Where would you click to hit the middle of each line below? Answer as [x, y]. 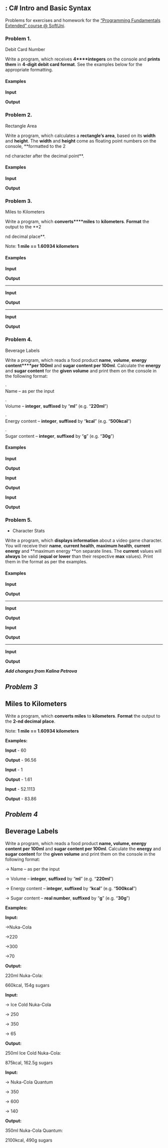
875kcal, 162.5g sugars [29, 1063]
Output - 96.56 [21, 760]
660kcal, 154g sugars [27, 985]
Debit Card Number [25, 49]
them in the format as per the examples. [46, 562]
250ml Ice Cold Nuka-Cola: [33, 1053]
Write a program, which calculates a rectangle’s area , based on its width [80, 135]
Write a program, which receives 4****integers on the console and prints [83, 59]
